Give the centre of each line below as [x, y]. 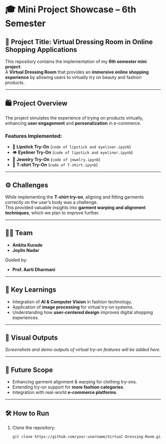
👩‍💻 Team [19, 233]
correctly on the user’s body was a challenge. [51, 202]
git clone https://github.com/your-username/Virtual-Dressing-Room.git [87, 437]
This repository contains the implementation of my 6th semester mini [76, 62]
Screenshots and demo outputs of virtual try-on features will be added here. [83, 350]
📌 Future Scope [29, 370]
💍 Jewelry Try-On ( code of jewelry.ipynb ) [56, 160]
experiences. [25, 317]
